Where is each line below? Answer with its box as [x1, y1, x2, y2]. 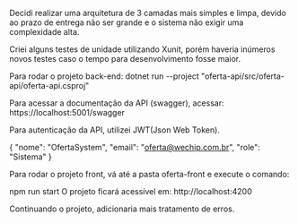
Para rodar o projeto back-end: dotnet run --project [9, 71, 199, 81]
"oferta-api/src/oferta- [200, 71, 285, 81]
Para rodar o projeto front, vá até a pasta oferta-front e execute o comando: [9, 169, 290, 179]
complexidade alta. [9, 27, 80, 37]
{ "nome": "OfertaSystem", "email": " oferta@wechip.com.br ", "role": [9, 142, 260, 152]
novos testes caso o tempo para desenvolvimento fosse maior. [9, 54, 241, 64]
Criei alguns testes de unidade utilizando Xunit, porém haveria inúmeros [9, 44, 276, 55]
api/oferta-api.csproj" [9, 81, 90, 90]
